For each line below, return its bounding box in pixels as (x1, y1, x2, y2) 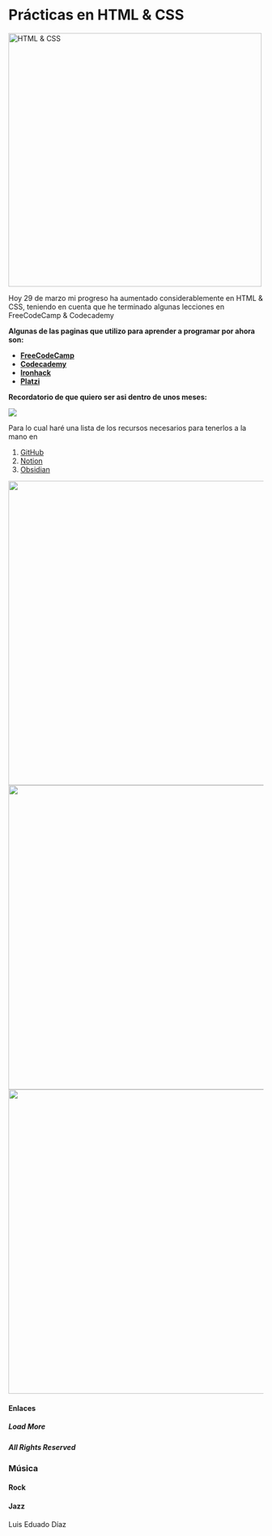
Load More (8, 1422, 46, 1431)
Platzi (19, 376, 40, 386)
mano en (8, 432, 38, 441)
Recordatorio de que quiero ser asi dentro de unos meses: (8, 392, 208, 402)
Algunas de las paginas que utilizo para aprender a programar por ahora (8, 326, 255, 336)
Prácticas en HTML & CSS (8, 6, 185, 24)
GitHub (19, 447, 45, 457)
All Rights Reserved (8, 1442, 76, 1452)
